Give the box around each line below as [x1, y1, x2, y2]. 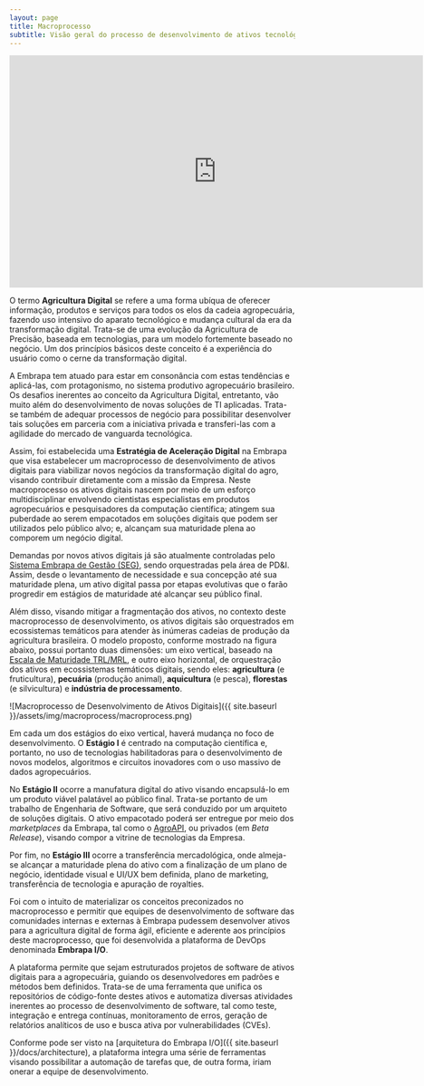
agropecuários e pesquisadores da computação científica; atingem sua [9, 504, 275, 515]
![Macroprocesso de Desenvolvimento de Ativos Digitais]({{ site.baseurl [9, 701, 277, 712]
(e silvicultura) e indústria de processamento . [9, 684, 183, 694]
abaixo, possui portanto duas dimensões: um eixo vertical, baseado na [9, 645, 274, 655]
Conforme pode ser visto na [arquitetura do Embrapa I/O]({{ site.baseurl [9, 1037, 279, 1048]
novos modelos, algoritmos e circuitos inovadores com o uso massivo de [9, 757, 282, 768]
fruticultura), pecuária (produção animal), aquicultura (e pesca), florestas [9, 674, 288, 684]
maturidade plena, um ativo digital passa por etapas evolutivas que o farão [9, 579, 288, 590]
